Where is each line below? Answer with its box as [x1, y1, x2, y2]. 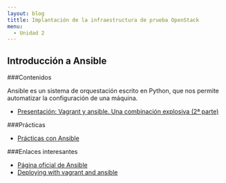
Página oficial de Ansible [17, 161, 88, 169]
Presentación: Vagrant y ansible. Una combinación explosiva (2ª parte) [17, 108, 219, 116]
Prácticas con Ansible [17, 134, 79, 142]
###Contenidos [7, 73, 52, 81]
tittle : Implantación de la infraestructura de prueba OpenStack [7, 17, 199, 23]
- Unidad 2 [13, 29, 45, 37]
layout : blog [7, 10, 45, 17]
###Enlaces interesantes [7, 148, 78, 156]
